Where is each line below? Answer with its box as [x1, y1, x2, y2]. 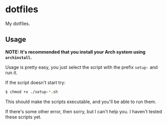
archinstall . [5, 54, 32, 60]
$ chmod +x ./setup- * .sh [5, 89, 58, 94]
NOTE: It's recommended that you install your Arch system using [5, 48, 146, 55]
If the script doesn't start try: [5, 79, 66, 85]
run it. [5, 69, 18, 76]
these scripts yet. [5, 114, 42, 120]
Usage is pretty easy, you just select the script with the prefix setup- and [5, 64, 158, 70]
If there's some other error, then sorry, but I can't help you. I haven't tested [5, 108, 162, 114]
